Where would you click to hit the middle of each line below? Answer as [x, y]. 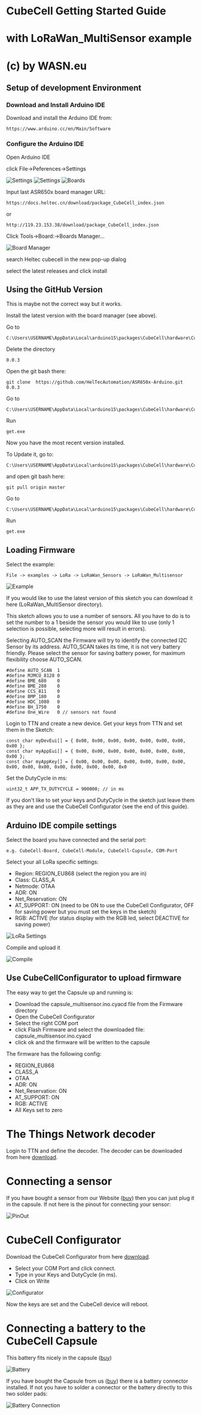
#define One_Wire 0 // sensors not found [61, 713]
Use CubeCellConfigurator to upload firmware [94, 978]
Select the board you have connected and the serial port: [76, 840]
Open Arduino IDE [28, 157]
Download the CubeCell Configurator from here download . [78, 1256]
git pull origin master [36, 487]
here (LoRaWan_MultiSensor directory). [55, 605]
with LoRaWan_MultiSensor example [99, 39]
